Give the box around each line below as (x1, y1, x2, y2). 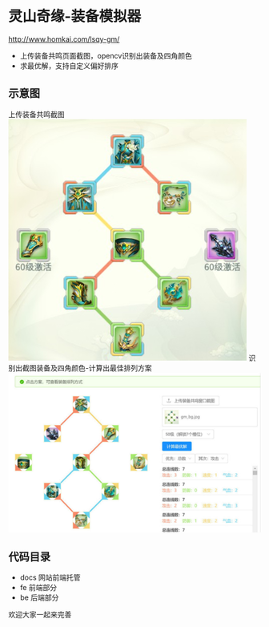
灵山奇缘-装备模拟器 (8, 7, 142, 26)
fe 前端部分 (19, 583, 58, 593)
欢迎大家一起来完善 (8, 610, 72, 620)
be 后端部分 (19, 593, 59, 602)
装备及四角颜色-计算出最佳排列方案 (35, 362, 152, 373)
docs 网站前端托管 (19, 572, 82, 582)
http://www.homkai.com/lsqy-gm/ (8, 34, 120, 44)
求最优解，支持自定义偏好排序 (19, 61, 118, 71)
